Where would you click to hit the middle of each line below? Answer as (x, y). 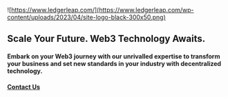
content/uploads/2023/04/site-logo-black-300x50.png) (86, 17)
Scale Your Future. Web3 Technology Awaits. (106, 39)
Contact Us (23, 87)
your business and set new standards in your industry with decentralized (114, 63)
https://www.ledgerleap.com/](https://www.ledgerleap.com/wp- (103, 10)
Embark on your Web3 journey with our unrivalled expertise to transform (114, 56)
